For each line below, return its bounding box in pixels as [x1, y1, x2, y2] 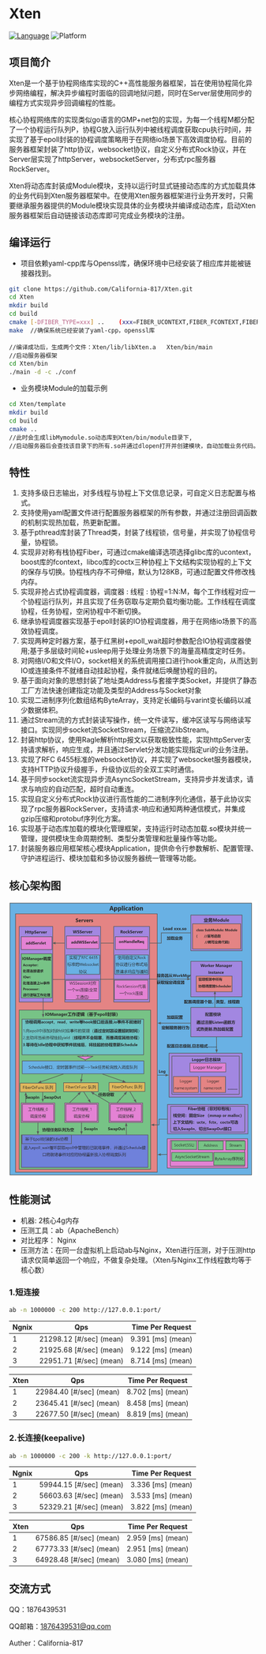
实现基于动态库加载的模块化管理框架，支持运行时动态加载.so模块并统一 [20, 824, 252, 833]
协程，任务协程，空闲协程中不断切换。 [20, 607, 145, 616]
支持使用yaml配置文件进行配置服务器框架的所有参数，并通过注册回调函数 [20, 508, 258, 517]
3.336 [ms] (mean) [130, 1480, 193, 1490]
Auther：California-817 [9, 1638, 84, 1648]
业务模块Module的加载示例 [20, 384, 108, 393]
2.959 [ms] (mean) [126, 1533, 189, 1543]
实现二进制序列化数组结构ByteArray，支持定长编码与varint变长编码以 [20, 696, 245, 705]
